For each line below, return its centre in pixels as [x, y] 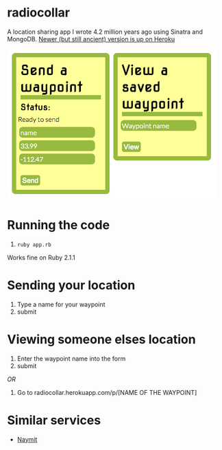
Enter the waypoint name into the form [71, 358]
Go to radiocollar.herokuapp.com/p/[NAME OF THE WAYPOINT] [107, 392]
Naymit [27, 439]
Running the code [59, 225]
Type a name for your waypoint [61, 304]
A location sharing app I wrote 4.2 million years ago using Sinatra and [105, 32]
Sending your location [71, 285]
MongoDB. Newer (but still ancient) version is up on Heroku [91, 39]
